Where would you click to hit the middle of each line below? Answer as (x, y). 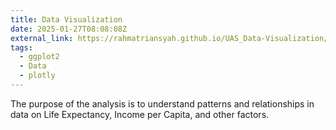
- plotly (37, 76)
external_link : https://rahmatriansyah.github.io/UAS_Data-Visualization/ (169, 38)
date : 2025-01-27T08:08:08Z (69, 29)
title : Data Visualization (66, 19)
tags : (21, 47)
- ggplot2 (39, 57)
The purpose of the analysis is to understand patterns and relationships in (162, 103)
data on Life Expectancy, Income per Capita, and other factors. (140, 114)
